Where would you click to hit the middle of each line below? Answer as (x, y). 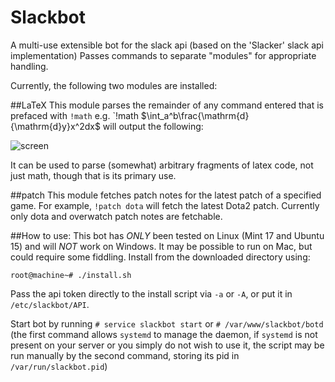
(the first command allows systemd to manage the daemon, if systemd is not (164, 334)
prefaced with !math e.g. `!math (74, 115)
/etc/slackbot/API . (50, 304)
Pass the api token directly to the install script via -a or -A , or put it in (151, 293)
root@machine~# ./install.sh (71, 275)
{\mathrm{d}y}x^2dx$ (55, 126)
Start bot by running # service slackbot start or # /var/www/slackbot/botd (167, 323)
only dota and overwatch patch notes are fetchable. (116, 216)
